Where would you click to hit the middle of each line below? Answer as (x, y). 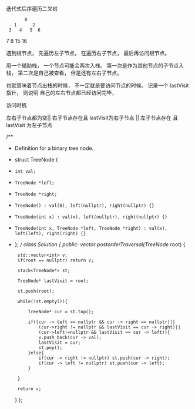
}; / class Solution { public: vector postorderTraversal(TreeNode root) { (100, 244)
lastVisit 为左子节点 (29, 125)
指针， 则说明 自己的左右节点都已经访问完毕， (62, 93)
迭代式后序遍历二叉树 (32, 9)
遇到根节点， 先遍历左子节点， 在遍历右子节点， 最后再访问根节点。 (88, 53)
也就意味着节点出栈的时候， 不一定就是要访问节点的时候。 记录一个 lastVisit (97, 85)
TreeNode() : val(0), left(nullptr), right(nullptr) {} (84, 206)
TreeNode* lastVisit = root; (53, 281)
